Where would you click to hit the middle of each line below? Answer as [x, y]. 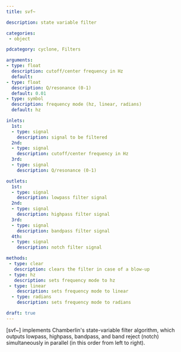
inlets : [16, 121]
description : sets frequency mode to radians [74, 303]
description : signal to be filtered [62, 137]
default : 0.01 [29, 93]
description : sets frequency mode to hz [65, 280]
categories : [21, 33]
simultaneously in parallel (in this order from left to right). [76, 342]
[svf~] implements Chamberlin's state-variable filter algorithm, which [90, 330]
